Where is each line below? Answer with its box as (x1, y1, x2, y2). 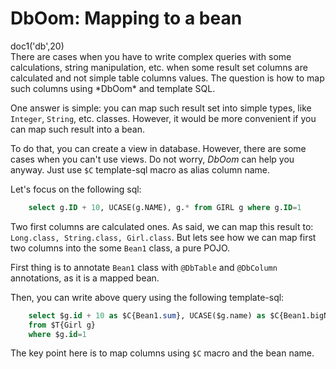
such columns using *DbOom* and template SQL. (10, 82, 216, 94)
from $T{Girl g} (28, 320, 97, 330)
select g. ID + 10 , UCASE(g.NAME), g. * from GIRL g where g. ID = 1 (28, 202, 302, 212)
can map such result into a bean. (10, 123, 145, 135)
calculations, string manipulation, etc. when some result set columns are (10, 61, 308, 73)
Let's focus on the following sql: (10, 183, 142, 195)
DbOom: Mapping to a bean (10, 7, 243, 30)
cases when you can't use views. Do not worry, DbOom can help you (10, 153, 295, 165)
